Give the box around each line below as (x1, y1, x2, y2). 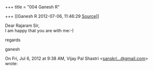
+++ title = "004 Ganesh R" (5, 4, 60, 10)
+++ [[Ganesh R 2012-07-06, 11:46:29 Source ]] (5, 13, 99, 19)
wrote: (5, 61, 18, 66)
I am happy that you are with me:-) (5, 28, 74, 33)
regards (5, 37, 21, 43)
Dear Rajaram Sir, (5, 23, 40, 28)
